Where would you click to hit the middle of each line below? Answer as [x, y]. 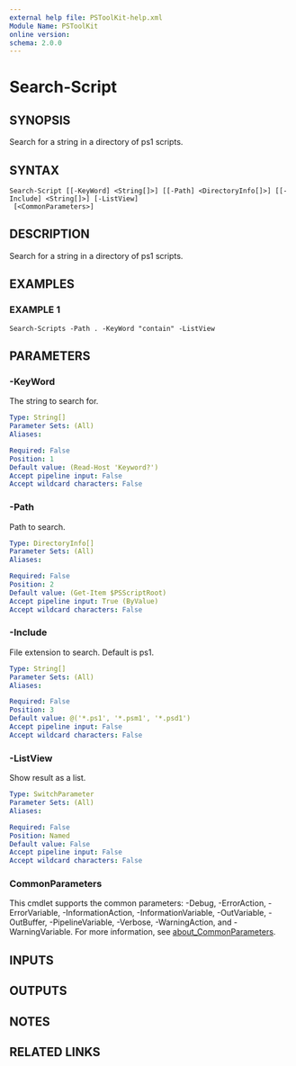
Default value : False [50, 844]
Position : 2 [31, 585]
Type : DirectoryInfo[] [52, 543]
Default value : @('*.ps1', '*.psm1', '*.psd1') [100, 719]
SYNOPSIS [40, 120]
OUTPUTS [38, 991]
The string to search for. [54, 401]
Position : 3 [31, 710]
